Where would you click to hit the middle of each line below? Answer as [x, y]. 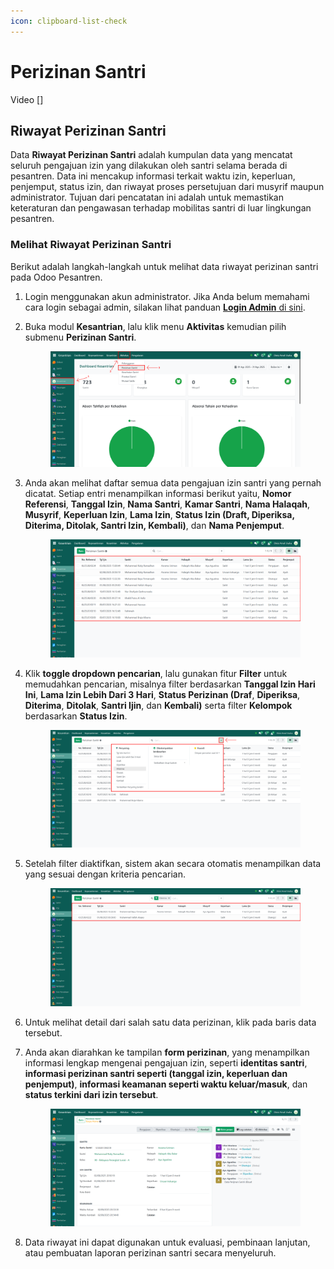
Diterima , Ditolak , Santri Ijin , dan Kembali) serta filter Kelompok [158, 705]
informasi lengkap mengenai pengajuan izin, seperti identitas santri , [166, 1062]
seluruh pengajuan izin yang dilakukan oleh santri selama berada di [149, 166]
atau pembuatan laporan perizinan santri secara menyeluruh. [150, 1253]
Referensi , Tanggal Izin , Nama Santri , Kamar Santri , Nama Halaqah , [167, 504]
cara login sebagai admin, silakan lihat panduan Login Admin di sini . [165, 307]
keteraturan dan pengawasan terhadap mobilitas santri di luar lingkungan [161, 208]
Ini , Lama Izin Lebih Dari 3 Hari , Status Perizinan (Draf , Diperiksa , [162, 694]
